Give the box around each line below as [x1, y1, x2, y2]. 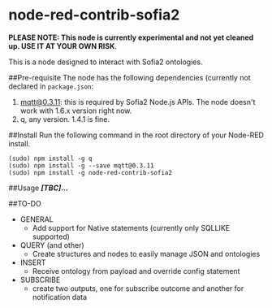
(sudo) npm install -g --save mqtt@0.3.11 [8, 161, 154, 170]
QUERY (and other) [19, 240, 84, 249]
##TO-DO [8, 198, 42, 208]
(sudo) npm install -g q [8, 154, 93, 163]
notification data [32, 292, 88, 301]
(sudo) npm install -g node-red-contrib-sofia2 [8, 168, 173, 176]
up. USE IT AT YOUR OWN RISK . [8, 41, 118, 50]
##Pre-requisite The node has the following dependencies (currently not [8, 72, 251, 82]
